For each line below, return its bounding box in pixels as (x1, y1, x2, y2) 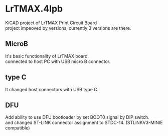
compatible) (5, 125, 30, 131)
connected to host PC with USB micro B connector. (5, 58, 111, 64)
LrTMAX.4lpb (5, 3, 63, 15)
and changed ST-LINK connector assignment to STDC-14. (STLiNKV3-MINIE (5, 119, 163, 126)
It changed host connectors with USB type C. (5, 86, 99, 92)
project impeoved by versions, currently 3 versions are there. (5, 25, 131, 31)
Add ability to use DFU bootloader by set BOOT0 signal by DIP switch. (5, 114, 149, 120)
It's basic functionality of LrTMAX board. (5, 53, 89, 59)
